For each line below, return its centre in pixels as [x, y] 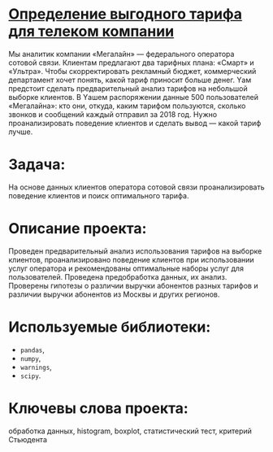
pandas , [32, 350]
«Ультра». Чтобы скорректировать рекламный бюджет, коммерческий [132, 71]
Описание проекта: [78, 229]
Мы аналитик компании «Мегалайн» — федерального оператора [121, 54]
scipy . [30, 376]
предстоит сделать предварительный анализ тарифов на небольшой [128, 88]
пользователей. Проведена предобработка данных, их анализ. [118, 276]
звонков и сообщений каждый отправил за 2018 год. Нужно [113, 114]
